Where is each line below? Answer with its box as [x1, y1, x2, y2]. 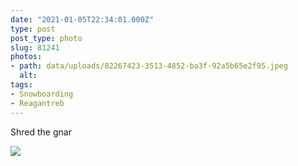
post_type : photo [10, 33, 83, 43]
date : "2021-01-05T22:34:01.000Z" [10, 14, 155, 25]
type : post [10, 24, 56, 34]
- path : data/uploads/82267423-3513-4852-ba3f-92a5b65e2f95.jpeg [10, 61, 288, 71]
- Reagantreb [10, 98, 65, 108]
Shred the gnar [10, 126, 72, 138]
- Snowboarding [10, 89, 74, 99]
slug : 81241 [10, 42, 60, 53]
